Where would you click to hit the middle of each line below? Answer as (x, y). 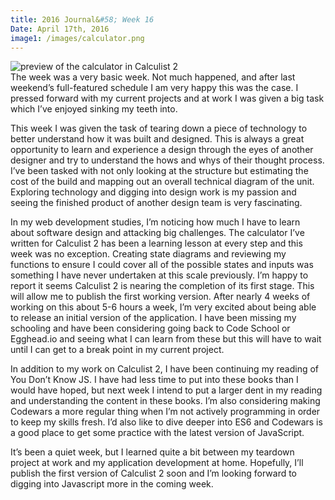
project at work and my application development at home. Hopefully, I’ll (157, 463)
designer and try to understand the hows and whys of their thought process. (167, 160)
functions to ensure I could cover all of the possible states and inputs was (162, 265)
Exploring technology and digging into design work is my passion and (153, 192)
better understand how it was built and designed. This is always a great (157, 139)
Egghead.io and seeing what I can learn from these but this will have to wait (166, 339)
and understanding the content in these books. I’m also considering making (165, 401)
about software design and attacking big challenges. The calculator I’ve (157, 233)
